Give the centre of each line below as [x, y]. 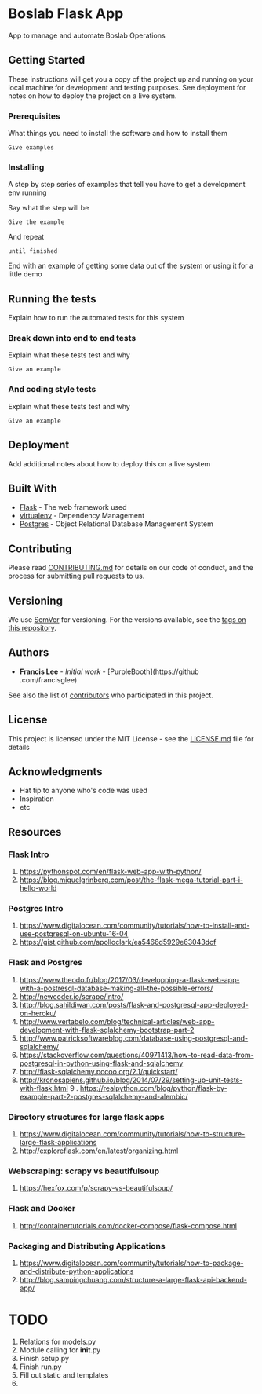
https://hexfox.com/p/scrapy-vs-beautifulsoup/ [96, 1188]
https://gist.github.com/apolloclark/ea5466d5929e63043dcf [118, 942]
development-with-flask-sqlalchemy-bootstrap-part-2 [107, 1030]
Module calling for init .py [60, 1350]
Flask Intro [29, 854]
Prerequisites [34, 116]
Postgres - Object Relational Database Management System [116, 524]
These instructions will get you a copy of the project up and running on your [131, 79]
